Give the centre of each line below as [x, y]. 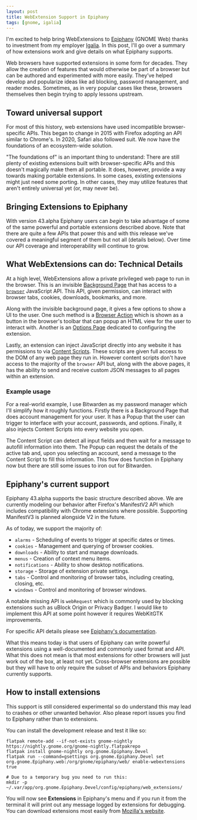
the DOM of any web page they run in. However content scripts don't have [96, 357]
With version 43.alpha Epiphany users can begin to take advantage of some [98, 221]
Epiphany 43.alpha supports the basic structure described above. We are [95, 498]
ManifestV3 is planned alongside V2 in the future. [66, 517]
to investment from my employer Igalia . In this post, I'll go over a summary [96, 45]
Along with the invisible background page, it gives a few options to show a [96, 309]
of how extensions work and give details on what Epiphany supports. [90, 52]
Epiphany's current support [58, 484]
